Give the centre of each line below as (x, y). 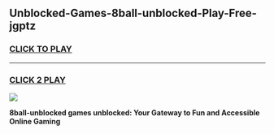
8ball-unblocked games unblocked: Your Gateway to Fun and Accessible (135, 112)
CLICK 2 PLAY (37, 80)
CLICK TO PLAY (41, 50)
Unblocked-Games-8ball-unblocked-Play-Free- (133, 13)
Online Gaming (35, 121)
